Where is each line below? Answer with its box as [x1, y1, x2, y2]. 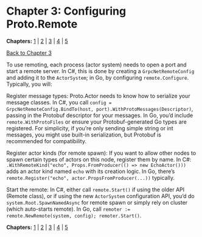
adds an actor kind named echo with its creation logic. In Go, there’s [6, 168, 175, 175]
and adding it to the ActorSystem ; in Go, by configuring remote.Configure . [6, 74, 189, 81]
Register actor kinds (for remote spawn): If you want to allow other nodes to [6, 149, 197, 157]
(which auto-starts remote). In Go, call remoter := [6, 205, 131, 213]
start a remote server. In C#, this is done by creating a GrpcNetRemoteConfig [6, 67, 195, 74]
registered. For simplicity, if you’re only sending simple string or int [6, 124, 173, 132]
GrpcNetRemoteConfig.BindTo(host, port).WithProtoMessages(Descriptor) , [6, 105, 193, 112]
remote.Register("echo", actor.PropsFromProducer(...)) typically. [6, 174, 175, 181]
